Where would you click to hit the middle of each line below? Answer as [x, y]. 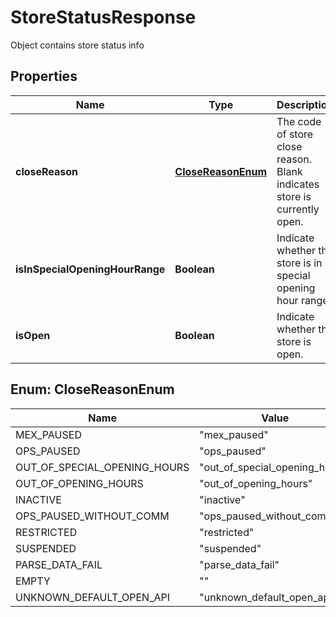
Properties [44, 76]
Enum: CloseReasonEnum [92, 389]
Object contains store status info [77, 45]
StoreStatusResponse [103, 17]
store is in [299, 263]
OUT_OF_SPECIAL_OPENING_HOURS [102, 467]
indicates [298, 184]
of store [295, 134]
